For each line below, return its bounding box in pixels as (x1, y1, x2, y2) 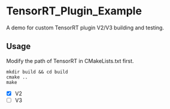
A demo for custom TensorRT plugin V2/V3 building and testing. (6, 24, 165, 31)
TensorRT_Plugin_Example (6, 4, 142, 18)
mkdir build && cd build (6, 69, 68, 75)
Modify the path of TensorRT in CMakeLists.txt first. (6, 57, 134, 64)
